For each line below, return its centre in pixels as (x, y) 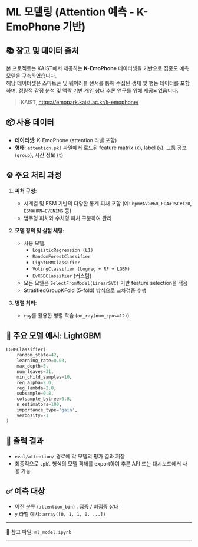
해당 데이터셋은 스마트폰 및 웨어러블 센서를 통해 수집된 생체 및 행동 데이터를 (93, 83)
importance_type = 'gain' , (47, 410)
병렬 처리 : (26, 303)
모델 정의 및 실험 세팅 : (39, 230)
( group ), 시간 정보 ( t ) (39, 155)
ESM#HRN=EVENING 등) (47, 211)
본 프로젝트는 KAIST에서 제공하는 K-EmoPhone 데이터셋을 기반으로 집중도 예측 (98, 68)
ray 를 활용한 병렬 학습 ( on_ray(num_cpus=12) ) (76, 315)
